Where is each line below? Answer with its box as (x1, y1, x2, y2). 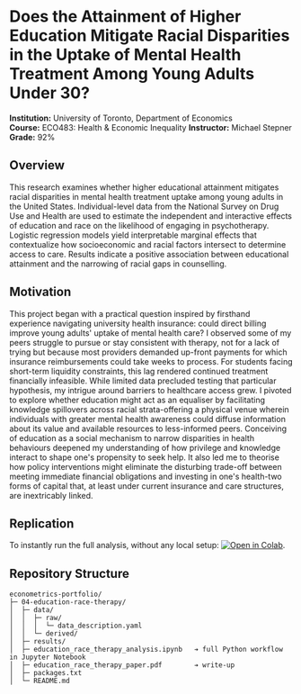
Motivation (9, 284, 72, 300)
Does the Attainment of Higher (9, 6, 242, 27)
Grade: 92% (9, 131, 56, 142)
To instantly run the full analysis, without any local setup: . (9, 540, 286, 551)
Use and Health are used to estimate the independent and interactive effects (9, 210, 292, 221)
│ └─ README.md (9, 677, 70, 686)
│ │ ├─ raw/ (9, 614, 63, 623)
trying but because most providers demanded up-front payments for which (9, 347, 288, 357)
